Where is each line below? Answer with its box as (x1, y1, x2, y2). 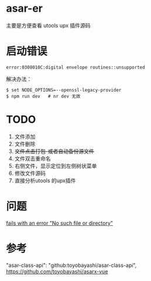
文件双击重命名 (14, 155, 51, 162)
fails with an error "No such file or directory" (6, 219, 113, 226)
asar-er (6, 2, 43, 15)
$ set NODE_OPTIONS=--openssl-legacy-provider (6, 87, 122, 93)
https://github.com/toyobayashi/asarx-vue (6, 268, 108, 275)
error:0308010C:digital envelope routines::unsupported (6, 64, 145, 70)
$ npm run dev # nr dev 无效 (6, 93, 81, 99)
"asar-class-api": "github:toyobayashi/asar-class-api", (6, 262, 137, 269)
